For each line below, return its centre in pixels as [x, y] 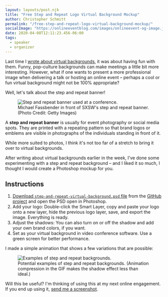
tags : [11, 38]
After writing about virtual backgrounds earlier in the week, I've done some [82, 158]
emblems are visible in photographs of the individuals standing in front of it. [83, 133]
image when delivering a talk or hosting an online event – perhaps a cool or [82, 77]
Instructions [24, 184]
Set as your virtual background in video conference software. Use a [82, 233]
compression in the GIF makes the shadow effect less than [78, 269]
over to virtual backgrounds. [34, 148]
